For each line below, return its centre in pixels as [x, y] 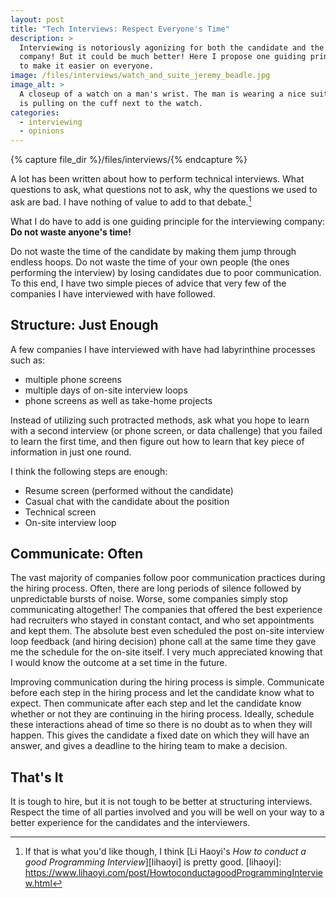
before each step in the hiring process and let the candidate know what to [162, 693]
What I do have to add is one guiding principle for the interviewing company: [168, 221]
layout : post [37, 19]
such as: [28, 360]
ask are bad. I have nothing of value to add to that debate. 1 [131, 201]
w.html [38, 883]
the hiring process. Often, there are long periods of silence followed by [156, 588]
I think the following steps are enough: [89, 471]
